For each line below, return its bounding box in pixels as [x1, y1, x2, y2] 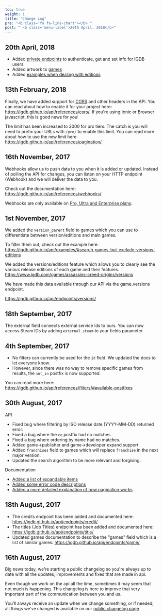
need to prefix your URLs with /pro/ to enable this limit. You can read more [5, 128, 154, 134]
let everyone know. [12, 360, 50, 366]
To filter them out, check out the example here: [5, 241, 99, 248]
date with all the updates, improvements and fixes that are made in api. [5, 571, 147, 577]
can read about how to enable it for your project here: [5, 103, 112, 109]
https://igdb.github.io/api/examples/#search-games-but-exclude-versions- [5, 247, 156, 253]
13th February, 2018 [5, 86, 66, 94]
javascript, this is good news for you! [5, 114, 79, 120]
